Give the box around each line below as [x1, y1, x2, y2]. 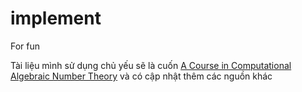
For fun [10, 40, 41, 52]
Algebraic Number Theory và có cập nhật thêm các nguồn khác [10, 70, 273, 82]
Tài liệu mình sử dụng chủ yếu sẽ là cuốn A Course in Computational [10, 59, 292, 71]
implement [10, 7, 102, 30]
